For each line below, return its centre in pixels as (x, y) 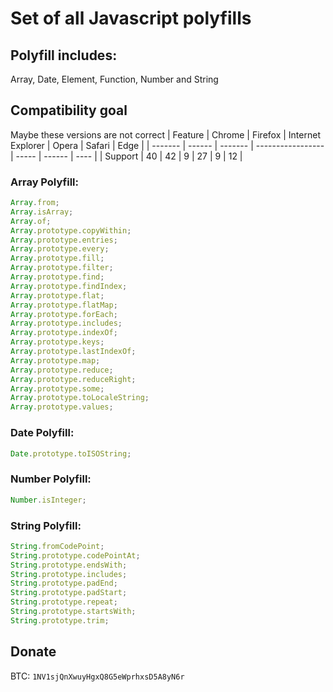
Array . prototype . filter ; (62, 268)
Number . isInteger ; (48, 500)
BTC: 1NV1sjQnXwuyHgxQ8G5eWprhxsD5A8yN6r (97, 676)
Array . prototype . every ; (60, 249)
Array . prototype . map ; (55, 360)
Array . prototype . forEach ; (64, 314)
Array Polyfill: (44, 182)
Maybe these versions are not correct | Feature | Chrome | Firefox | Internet (165, 134)
